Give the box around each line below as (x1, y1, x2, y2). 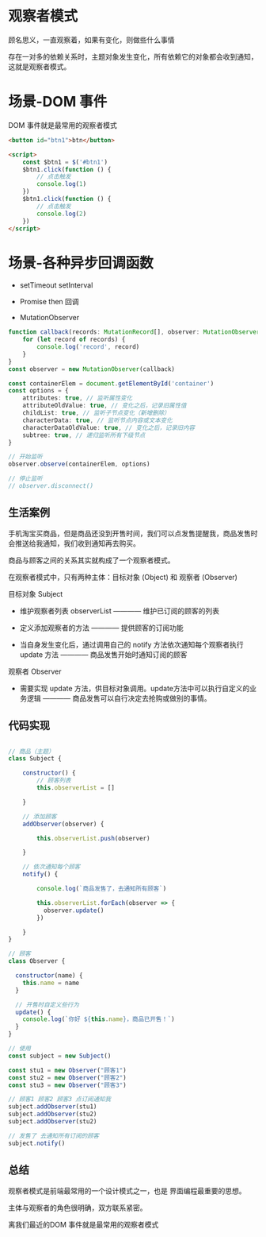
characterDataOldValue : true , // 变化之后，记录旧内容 (22, 423, 196, 431)
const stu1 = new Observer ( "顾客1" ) (8, 1066, 127, 1074)
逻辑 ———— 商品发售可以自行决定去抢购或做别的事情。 (26, 693, 211, 703)
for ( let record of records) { (22, 335, 126, 344)
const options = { (8, 387, 69, 395)
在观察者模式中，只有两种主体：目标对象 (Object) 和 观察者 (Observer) (8, 572, 237, 582)
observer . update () (43, 906, 104, 914)
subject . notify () (8, 1139, 66, 1147)
